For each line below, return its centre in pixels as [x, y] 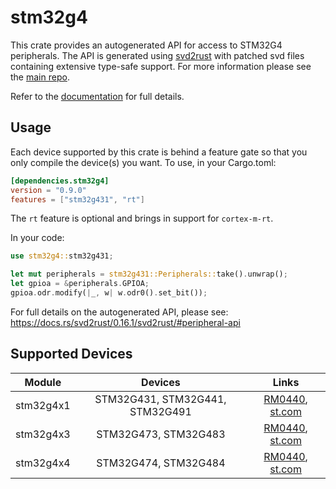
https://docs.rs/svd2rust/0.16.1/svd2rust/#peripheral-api [125, 322]
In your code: [37, 238]
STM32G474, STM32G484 [161, 463]
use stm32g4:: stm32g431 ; [62, 256]
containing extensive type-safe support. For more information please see [161, 66]
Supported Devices [71, 354]
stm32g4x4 [43, 463]
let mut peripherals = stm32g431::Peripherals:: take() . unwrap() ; [149, 274]
